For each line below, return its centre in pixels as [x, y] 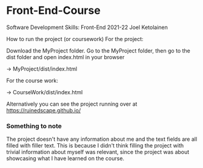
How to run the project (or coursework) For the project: [75, 39]
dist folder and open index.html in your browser [65, 57]
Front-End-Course [54, 11]
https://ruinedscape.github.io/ [44, 110]
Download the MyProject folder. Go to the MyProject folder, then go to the [98, 50]
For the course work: [32, 80]
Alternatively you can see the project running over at [72, 104]
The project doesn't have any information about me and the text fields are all [102, 139]
